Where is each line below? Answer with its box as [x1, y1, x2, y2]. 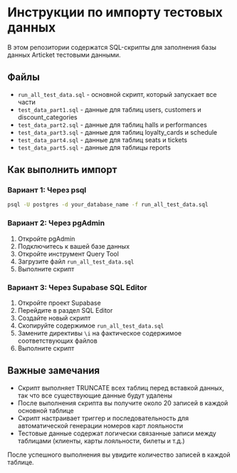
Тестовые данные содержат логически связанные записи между [17, 429, 217, 437]
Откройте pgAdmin [17, 234, 75, 243]
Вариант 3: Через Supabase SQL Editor [7, 282, 147, 292]
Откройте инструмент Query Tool [17, 249, 120, 258]
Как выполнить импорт [7, 164, 117, 176]
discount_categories [17, 113, 78, 121]
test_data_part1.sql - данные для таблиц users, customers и [17, 105, 201, 114]
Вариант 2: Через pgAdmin [7, 218, 105, 228]
